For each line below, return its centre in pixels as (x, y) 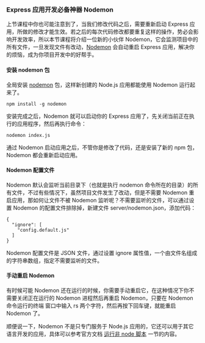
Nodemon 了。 (25, 313)
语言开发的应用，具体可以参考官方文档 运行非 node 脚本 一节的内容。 (93, 334)
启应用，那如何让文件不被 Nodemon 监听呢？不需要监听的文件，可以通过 (98, 200)
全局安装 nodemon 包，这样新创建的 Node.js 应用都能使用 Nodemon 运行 (98, 84)
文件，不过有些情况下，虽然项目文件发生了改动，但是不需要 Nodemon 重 (103, 192)
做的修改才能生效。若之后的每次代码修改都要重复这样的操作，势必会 (108, 32)
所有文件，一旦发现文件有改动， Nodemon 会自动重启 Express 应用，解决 (98, 47)
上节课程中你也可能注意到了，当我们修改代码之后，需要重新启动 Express (97, 24)
